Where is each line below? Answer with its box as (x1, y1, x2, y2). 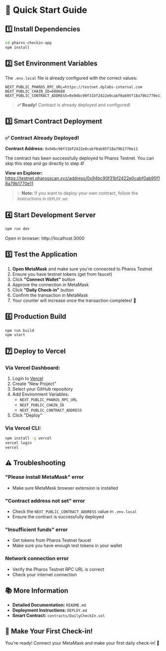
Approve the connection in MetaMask (12, 282, 89, 288)
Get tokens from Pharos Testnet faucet (12, 537, 91, 544)
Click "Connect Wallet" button (12, 276, 76, 282)
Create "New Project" (12, 381, 57, 387)
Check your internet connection (12, 571, 77, 577)
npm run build (5, 328, 35, 333)
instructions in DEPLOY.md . (17, 196, 69, 202)
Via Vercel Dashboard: (5, 364, 60, 371)
